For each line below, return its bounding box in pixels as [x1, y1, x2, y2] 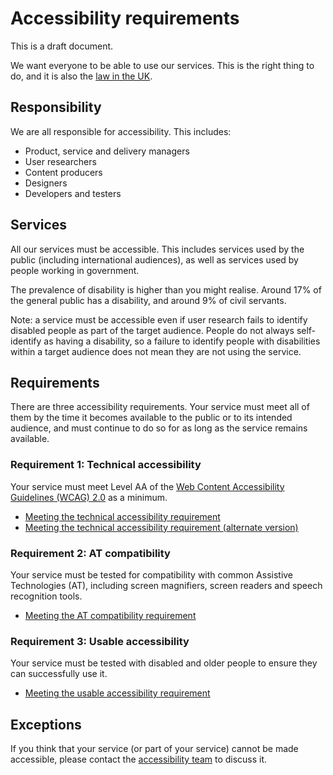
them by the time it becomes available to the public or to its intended [10, 412, 293, 424]
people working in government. [10, 264, 140, 276]
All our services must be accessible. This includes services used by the [10, 243, 305, 255]
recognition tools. [10, 590, 83, 602]
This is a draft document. [10, 40, 114, 52]
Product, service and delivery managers [24, 145, 190, 157]
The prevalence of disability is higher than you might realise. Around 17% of [10, 283, 322, 296]
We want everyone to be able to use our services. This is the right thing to [10, 59, 315, 71]
